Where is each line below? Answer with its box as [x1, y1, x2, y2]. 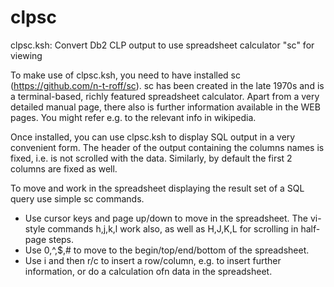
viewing [10, 49, 43, 61]
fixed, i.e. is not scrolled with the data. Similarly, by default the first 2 [10, 152, 293, 164]
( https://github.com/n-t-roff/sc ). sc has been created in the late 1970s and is [10, 79, 325, 91]
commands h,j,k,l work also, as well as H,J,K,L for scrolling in [47, 222, 299, 235]
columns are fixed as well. [10, 162, 118, 175]
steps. [48, 233, 75, 245]
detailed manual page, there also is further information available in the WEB [10, 101, 321, 113]
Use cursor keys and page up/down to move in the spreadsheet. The [24, 212, 309, 224]
